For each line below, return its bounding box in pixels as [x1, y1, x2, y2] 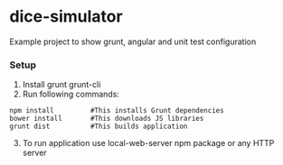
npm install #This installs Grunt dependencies [9, 106, 224, 115]
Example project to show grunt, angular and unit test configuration [9, 36, 257, 47]
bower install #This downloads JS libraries [9, 115, 204, 124]
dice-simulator [9, 6, 124, 27]
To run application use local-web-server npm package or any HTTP [22, 138, 275, 149]
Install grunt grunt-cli [22, 79, 101, 90]
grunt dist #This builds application [9, 122, 188, 132]
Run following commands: [22, 88, 120, 100]
